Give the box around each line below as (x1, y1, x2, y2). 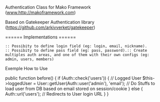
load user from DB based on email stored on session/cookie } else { (5, 86, 143, 92)
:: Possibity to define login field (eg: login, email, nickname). (5, 44, 148, 49)
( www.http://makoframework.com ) (5, 9, 76, 15)
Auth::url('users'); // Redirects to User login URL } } (5, 91, 109, 97)
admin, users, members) (5, 57, 54, 62)
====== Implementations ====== (5, 34, 76, 40)
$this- (142, 75, 155, 81)
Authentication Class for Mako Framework (5, 4, 91, 10)
